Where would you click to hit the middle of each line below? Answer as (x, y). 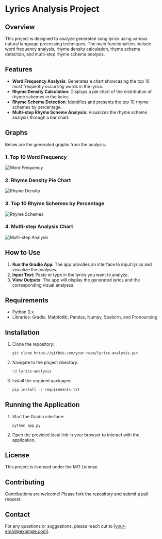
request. (13, 499)
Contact (17, 514)
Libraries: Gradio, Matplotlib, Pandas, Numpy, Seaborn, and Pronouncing (85, 317)
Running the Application (42, 405)
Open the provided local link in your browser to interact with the (76, 435)
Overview (20, 27)
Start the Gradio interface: (38, 416)
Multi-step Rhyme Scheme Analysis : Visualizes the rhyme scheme (80, 112)
